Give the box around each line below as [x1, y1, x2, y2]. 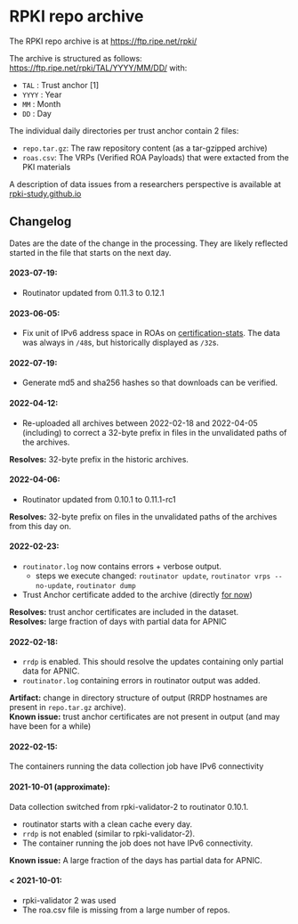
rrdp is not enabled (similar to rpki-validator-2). [21, 828, 196, 838]
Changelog [9, 214, 72, 229]
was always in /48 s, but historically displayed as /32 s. [21, 337, 220, 348]
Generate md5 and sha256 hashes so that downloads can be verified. [21, 377, 278, 388]
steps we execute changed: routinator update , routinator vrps [35, 570, 271, 581]
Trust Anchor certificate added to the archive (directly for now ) [21, 589, 254, 600]
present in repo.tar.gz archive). [9, 702, 126, 713]
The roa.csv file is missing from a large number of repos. [21, 904, 230, 915]
